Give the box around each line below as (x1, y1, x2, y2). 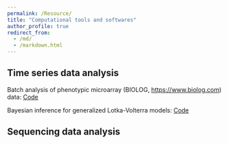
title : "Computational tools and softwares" (7, 16, 137, 23)
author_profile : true (7, 23, 69, 29)
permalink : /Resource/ (7, 10, 72, 17)
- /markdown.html (13, 42, 63, 49)
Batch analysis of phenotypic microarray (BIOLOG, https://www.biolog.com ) (7, 85, 222, 93)
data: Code (7, 93, 39, 101)
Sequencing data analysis (7, 126, 121, 138)
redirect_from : (7, 29, 51, 36)
